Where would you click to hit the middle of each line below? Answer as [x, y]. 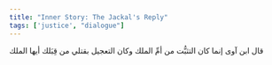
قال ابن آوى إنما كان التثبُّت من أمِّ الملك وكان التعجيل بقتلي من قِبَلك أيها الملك [136, 50]
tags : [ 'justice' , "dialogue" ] [67, 25]
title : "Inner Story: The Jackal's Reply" [89, 17]
